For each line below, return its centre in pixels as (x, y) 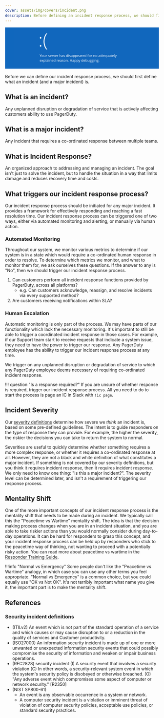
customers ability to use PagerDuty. (41, 114)
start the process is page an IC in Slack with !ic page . (59, 395)
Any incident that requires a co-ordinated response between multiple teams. (82, 141)
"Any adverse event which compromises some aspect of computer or (82, 679)
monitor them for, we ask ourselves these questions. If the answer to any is (81, 265)
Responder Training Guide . (32, 557)
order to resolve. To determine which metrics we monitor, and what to (75, 260)
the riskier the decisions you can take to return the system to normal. (74, 438)
